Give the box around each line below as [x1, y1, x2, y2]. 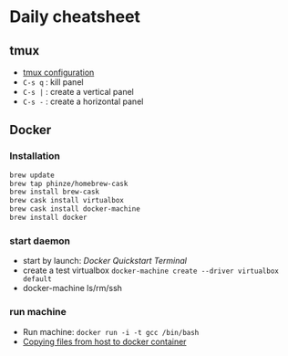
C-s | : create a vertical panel [22, 87, 134, 97]
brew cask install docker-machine [9, 204, 141, 214]
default [22, 275, 52, 284]
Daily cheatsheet [9, 6, 141, 27]
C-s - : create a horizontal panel [22, 96, 144, 107]
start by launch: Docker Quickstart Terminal [22, 256, 187, 267]
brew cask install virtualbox [9, 196, 125, 205]
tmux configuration [22, 67, 95, 78]
